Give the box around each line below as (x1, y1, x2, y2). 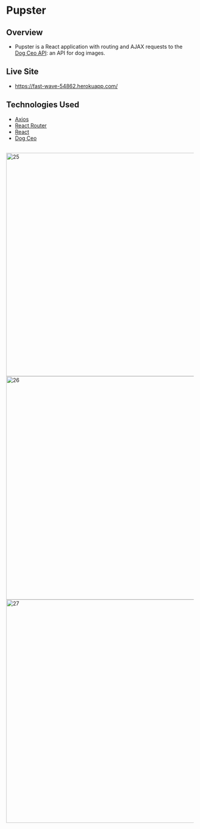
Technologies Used (6, 99, 79, 110)
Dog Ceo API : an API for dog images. (14, 49, 105, 57)
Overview (6, 27, 43, 38)
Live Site (6, 67, 39, 77)
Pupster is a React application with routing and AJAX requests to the (14, 43, 183, 50)
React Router (14, 121, 47, 129)
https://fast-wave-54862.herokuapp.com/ (14, 82, 118, 89)
